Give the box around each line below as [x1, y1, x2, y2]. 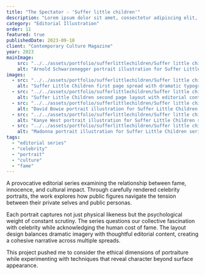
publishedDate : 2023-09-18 [6, 37, 75, 43]
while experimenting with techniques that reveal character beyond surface [6, 255, 193, 263]
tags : [6, 134, 20, 141]
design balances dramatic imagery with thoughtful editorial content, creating [6, 230, 199, 238]
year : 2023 [6, 49, 34, 55]
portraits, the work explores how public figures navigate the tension [6, 192, 176, 200]
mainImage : [6, 55, 34, 61]
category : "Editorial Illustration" [6, 20, 99, 26]
